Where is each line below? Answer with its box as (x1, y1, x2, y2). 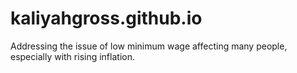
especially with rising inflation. (10, 50, 135, 62)
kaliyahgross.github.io (10, 7, 203, 30)
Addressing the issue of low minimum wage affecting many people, (10, 40, 288, 52)
